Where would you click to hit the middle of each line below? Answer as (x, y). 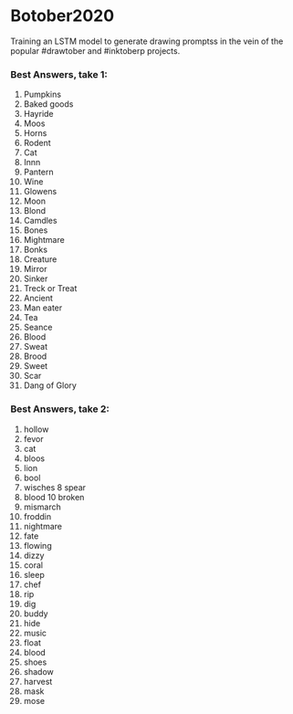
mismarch (42, 507)
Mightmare (44, 240)
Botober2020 (63, 16)
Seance (38, 327)
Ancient (38, 299)
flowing (38, 545)
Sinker (36, 278)
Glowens (40, 192)
